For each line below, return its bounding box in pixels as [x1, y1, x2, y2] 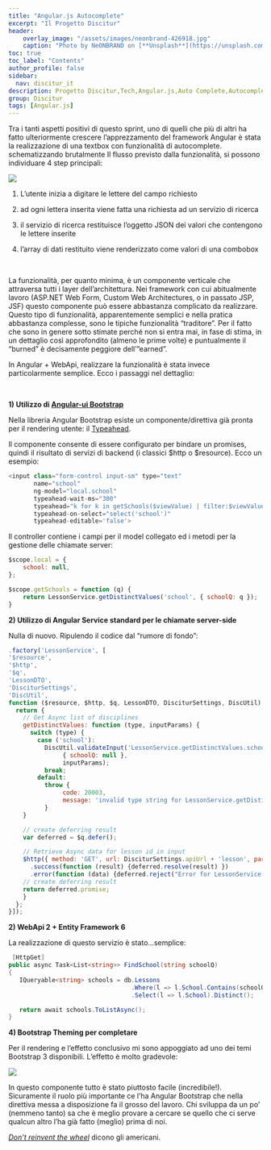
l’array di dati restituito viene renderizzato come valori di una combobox [19, 244, 259, 254]
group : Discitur [8, 94, 63, 102]
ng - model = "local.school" [33, 487, 117, 495]
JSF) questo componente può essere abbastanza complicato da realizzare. [8, 302, 258, 311]
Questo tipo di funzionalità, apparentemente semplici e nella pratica [8, 310, 233, 319]
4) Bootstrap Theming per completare [8, 1027, 138, 1037]
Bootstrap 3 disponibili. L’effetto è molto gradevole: [8, 1052, 178, 1061]
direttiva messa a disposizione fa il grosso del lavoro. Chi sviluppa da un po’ [8, 1100, 261, 1110]
